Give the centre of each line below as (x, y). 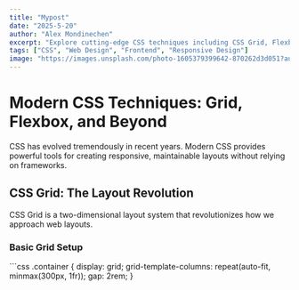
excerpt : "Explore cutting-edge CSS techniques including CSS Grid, (139, 42)
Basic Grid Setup (46, 247)
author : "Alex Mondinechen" (61, 34)
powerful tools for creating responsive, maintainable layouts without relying (147, 156)
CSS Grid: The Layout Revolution (101, 193)
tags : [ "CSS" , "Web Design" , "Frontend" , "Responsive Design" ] (129, 51)
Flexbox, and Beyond (88, 122)
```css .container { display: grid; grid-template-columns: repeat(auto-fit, (140, 267)
